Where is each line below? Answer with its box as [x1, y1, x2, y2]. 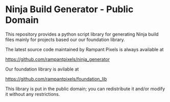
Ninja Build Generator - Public [5, 4, 134, 15]
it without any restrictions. [5, 91, 60, 97]
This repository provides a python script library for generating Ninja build [5, 31, 159, 37]
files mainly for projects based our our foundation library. [5, 37, 125, 43]
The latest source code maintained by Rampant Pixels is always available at [5, 46, 164, 52]
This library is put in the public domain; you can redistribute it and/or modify [5, 85, 165, 92]
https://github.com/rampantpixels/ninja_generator [5, 56, 110, 62]
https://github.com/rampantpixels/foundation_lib [5, 76, 107, 82]
